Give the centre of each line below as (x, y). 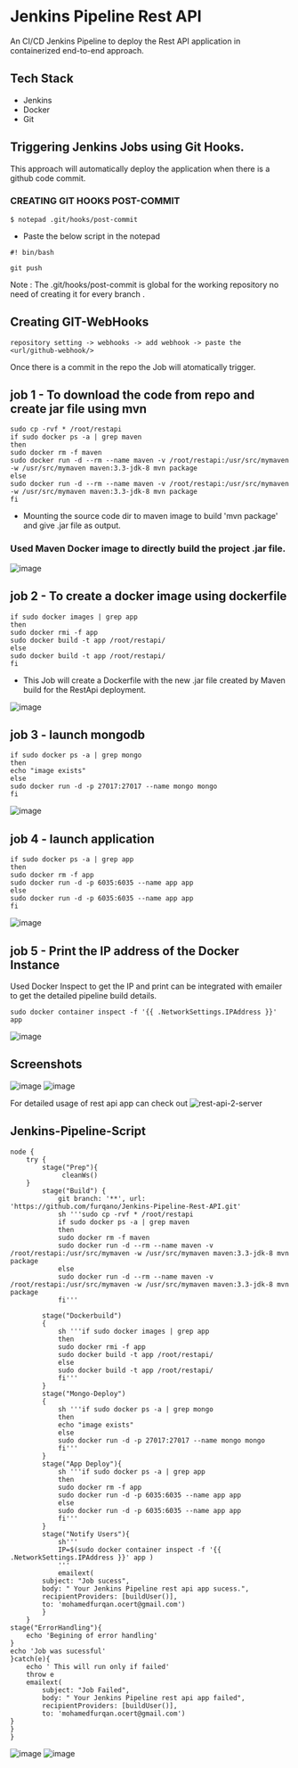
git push (26, 268)
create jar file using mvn (79, 409)
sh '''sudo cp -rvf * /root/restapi (125, 1214)
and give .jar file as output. (72, 526)
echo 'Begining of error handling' (92, 1635)
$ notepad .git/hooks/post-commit (74, 219)
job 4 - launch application (82, 839)
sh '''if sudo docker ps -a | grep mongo (136, 1409)
